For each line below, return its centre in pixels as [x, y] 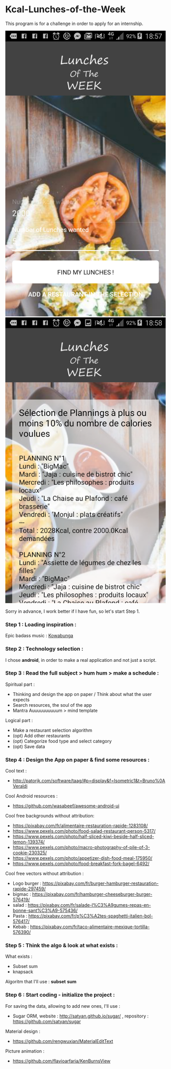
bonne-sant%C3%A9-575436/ [45, 911]
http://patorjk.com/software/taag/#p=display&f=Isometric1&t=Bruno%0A [89, 781]
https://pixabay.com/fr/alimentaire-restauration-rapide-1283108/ [80, 826]
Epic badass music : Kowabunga [39, 636]
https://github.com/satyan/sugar [47, 1021]
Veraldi [20, 786]
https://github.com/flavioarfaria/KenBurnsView [62, 1061]
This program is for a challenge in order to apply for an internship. [74, 23]
